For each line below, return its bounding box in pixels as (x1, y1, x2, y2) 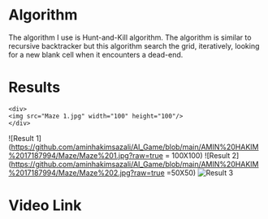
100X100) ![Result (171, 150, 231, 160)
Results (8, 79, 61, 97)
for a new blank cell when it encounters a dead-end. (8, 49, 184, 59)
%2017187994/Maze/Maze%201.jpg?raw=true (8, 150, 164, 160)
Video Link (8, 196, 82, 215)
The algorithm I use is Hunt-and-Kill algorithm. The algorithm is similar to (8, 32, 252, 42)
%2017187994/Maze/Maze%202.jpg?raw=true (8, 168, 165, 178)
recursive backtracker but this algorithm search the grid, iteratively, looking (8, 41, 260, 50)
